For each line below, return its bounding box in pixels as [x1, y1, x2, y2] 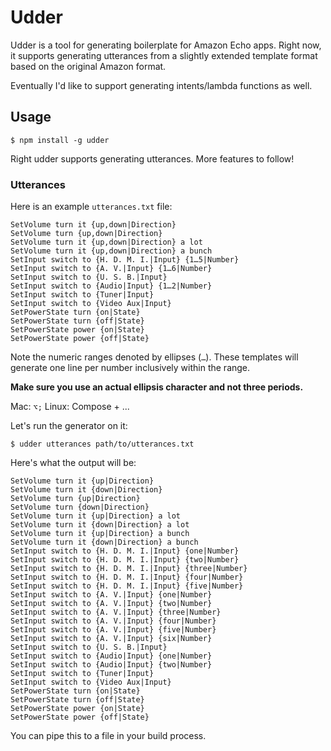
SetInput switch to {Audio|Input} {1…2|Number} [10, 281, 213, 291]
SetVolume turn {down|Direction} [10, 502, 150, 513]
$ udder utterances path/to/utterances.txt [10, 439, 195, 450]
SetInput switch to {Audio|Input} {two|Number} [10, 660, 213, 670]
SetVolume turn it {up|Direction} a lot [10, 511, 182, 521]
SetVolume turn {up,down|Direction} [10, 229, 163, 239]
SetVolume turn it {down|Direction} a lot [10, 520, 190, 530]
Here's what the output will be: [10, 457, 137, 469]
